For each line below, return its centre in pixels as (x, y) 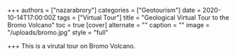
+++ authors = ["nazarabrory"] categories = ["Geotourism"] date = (104, 10)
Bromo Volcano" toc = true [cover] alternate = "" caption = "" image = (108, 25)
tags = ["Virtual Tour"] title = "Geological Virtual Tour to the (143, 17)
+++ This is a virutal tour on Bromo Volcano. (72, 46)
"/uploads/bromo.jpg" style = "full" (58, 32)
